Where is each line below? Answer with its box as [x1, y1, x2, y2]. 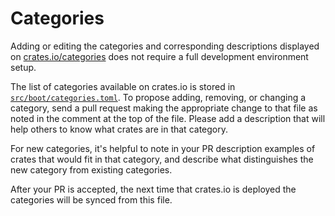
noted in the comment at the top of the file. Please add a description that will [10, 112, 326, 124]
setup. [10, 61, 37, 73]
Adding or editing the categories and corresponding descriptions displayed [10, 40, 320, 52]
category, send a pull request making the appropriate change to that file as [10, 102, 318, 114]
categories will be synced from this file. [10, 193, 173, 206]
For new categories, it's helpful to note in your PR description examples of [10, 142, 316, 154]
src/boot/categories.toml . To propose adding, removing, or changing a [10, 91, 307, 103]
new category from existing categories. [10, 163, 173, 176]
